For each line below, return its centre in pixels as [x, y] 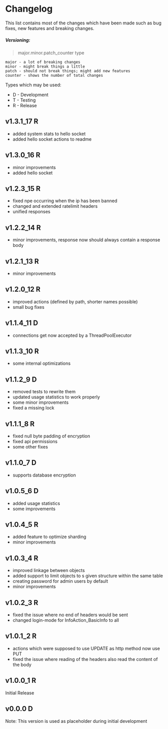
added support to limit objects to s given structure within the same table [88, 576]
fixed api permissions [35, 441]
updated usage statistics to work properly [56, 397]
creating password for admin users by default [60, 581]
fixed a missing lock [33, 408]
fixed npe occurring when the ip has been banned [65, 201]
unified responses [31, 212]
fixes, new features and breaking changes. [50, 28]
